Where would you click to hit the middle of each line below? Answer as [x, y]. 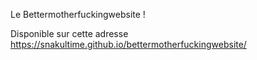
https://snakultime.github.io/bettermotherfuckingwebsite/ [128, 44]
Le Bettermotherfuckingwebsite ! [78, 14]
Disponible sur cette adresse [69, 33]
